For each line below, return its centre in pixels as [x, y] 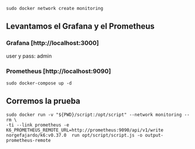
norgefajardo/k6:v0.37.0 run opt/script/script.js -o [74, 135]
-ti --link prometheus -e [37, 125]
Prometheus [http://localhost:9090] [59, 71]
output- [154, 135]
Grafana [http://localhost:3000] [53, 43]
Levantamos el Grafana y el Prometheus [81, 26]
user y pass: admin [29, 56]
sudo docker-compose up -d [39, 83]
